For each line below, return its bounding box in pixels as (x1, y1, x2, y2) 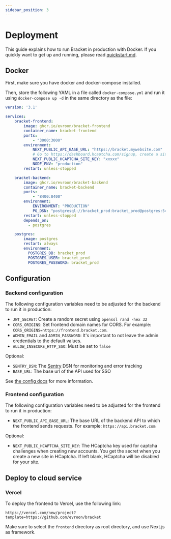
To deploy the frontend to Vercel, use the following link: (5, 500, 121, 506)
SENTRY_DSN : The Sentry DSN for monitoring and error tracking (12, 363, 142, 369)
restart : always (23, 241, 58, 247)
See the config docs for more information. (5, 378, 93, 384)
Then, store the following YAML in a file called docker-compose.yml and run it (5, 89, 165, 96)
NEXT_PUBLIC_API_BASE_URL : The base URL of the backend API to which (12, 417, 160, 424)
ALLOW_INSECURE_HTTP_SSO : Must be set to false (12, 343, 111, 349)
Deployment (5, 29, 59, 41)
